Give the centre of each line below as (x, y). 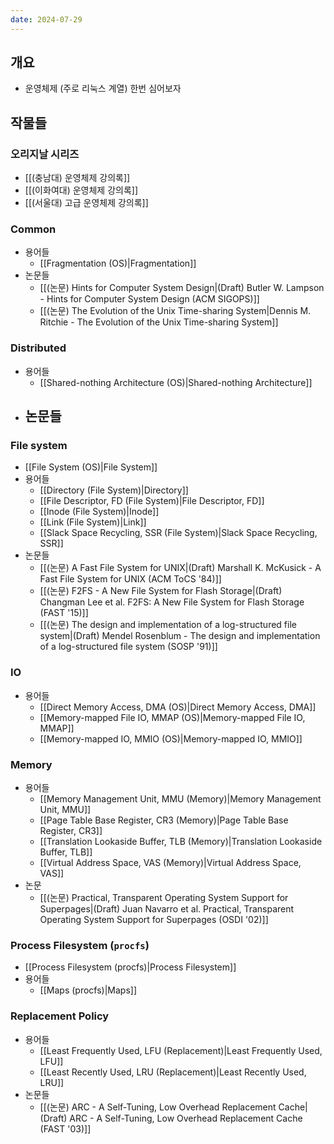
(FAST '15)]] (64, 613)
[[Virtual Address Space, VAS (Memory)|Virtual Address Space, (170, 862)
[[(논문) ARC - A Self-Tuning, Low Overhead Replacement (158, 1107)
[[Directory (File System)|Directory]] (114, 490)
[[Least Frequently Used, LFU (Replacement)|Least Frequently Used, (181, 1050)
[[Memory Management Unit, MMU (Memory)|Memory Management (180, 799)
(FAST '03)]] (65, 1128)
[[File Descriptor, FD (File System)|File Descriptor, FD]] (152, 501)
